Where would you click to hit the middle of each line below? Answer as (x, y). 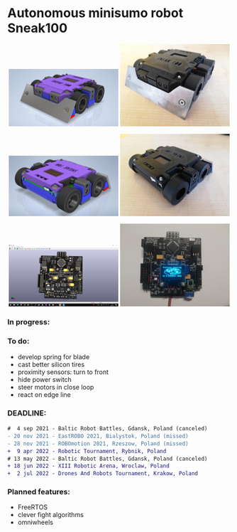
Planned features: (39, 492)
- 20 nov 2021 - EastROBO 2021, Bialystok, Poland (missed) (98, 436)
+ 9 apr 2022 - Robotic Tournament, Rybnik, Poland (87, 451)
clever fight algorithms (50, 515)
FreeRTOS (33, 507)
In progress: (29, 322)
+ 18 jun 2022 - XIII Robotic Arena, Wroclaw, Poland (89, 466)
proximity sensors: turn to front (63, 372)
